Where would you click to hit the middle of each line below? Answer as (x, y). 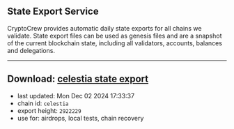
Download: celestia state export (78, 79)
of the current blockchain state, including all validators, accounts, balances (115, 43)
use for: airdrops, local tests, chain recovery (80, 118)
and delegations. (31, 50)
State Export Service (53, 12)
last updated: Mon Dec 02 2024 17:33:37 (76, 96)
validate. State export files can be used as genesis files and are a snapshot (115, 36)
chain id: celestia (43, 103)
